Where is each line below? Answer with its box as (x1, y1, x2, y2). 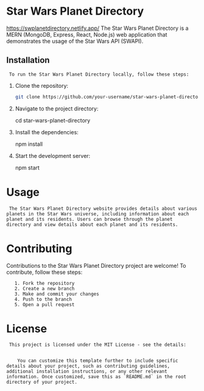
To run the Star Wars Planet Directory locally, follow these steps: (9, 71, 189, 77)
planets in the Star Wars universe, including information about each (6, 210, 189, 217)
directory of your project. (6, 379, 78, 386)
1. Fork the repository (14, 280, 75, 286)
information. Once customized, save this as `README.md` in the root (6, 374, 187, 380)
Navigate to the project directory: (15, 105, 99, 112)
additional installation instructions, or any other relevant (6, 368, 167, 375)
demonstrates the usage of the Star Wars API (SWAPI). (6, 37, 144, 45)
